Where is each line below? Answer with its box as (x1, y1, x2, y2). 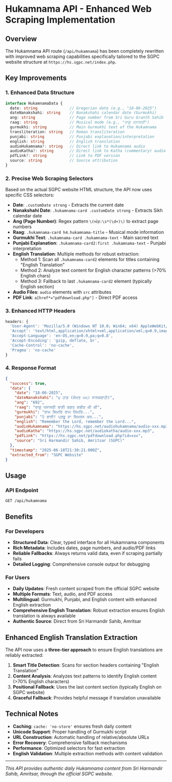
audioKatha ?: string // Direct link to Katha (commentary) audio (10, 148, 166, 154)
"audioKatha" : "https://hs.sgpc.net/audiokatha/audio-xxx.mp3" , (14, 429, 155, 434)
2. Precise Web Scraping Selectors (5, 175, 94, 182)
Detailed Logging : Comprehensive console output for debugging (12, 561, 150, 567)
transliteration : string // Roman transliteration (10, 129, 125, 134)
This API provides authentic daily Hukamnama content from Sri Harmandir (5, 765, 163, 771)
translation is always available (12, 613, 76, 619)
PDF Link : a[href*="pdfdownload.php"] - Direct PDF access (12, 294, 138, 300)
